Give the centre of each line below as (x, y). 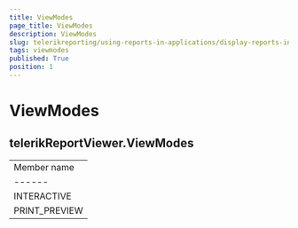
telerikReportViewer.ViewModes (102, 143)
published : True (39, 59)
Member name (44, 167)
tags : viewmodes (39, 51)
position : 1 (31, 67)
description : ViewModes (53, 34)
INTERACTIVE (43, 196)
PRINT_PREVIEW (48, 210)
